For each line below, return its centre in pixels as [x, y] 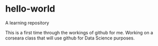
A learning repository [27, 23]
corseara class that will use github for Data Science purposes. [70, 38]
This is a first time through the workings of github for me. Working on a [79, 32]
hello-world [30, 9]
